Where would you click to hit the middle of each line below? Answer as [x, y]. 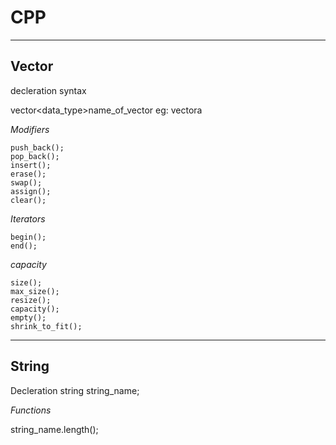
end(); [24, 246]
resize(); [31, 300]
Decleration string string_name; [75, 390]
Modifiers [30, 129]
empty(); [28, 317]
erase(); [28, 174]
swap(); [26, 182]
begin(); [28, 237]
